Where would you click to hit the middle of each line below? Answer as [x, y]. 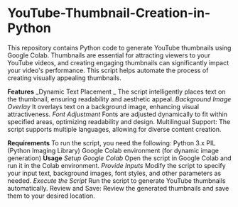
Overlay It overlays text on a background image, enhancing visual [103, 106]
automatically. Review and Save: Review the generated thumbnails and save [118, 188]
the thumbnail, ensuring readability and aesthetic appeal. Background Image [119, 99]
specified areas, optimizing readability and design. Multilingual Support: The [119, 121]
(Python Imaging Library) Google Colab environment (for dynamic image [113, 150]
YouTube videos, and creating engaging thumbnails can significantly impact [118, 62]
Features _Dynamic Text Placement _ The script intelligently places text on [117, 91]
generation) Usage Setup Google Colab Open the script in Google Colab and [119, 158]
